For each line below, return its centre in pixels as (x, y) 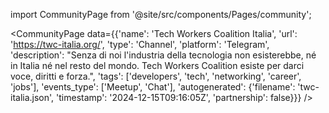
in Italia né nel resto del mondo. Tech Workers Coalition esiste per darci (157, 65)
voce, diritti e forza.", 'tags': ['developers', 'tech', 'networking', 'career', (156, 76)
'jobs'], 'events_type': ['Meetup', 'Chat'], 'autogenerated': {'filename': (153, 87)
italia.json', (32, 97)
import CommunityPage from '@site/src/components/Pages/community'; (161, 14)
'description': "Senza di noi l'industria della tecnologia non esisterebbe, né (163, 55)
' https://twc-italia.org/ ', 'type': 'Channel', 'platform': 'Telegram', (140, 44)
